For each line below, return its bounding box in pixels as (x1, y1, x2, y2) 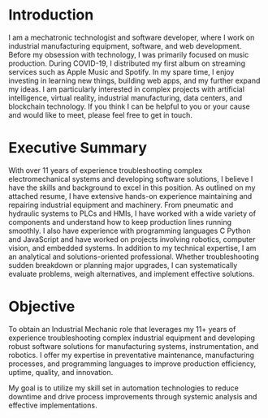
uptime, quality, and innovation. (8, 367, 114, 377)
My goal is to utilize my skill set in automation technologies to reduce (8, 383, 240, 393)
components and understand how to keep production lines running (8, 217, 232, 226)
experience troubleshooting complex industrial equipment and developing (8, 333, 256, 343)
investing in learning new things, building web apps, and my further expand (8, 75, 261, 85)
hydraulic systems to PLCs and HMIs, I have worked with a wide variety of (8, 209, 257, 218)
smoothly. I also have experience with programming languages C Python (8, 226, 251, 235)
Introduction (8, 6, 94, 24)
